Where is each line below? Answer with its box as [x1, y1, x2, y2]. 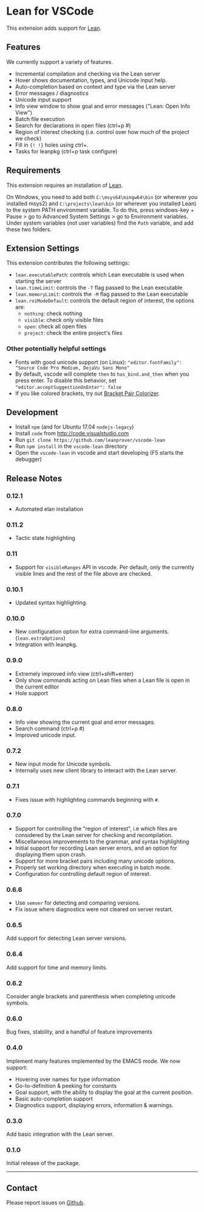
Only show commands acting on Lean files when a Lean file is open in [15, 676, 190, 684]
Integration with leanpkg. [15, 641, 78, 648]
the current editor [15, 683, 59, 690]
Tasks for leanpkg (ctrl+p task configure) [15, 147, 118, 155]
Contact [6, 1183, 38, 1193]
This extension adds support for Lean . [6, 24, 102, 32]
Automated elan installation [15, 505, 84, 513]
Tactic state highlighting [15, 534, 76, 542]
